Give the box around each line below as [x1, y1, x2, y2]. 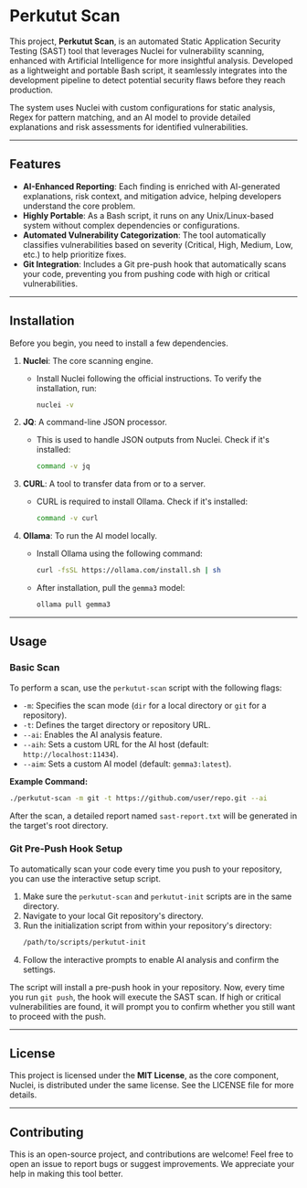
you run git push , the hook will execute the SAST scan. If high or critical [9, 991, 281, 1002]
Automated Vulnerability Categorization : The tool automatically [22, 230, 267, 241]
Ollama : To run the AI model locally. [22, 530, 158, 541]
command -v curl [36, 514, 99, 523]
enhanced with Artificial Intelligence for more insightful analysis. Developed [9, 55, 294, 66]
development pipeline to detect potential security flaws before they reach [9, 74, 286, 85]
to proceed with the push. [9, 1011, 107, 1022]
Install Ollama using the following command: [36, 548, 203, 559]
